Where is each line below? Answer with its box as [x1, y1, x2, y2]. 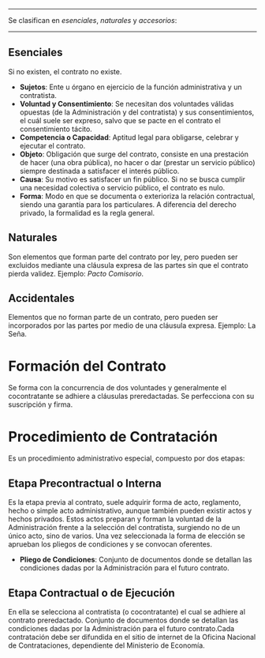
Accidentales [8, 291, 75, 305]
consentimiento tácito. [19, 124, 92, 133]
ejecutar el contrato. [19, 141, 86, 150]
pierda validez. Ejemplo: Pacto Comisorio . [8, 269, 144, 278]
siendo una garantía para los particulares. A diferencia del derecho [19, 199, 237, 209]
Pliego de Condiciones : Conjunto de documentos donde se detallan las [19, 555, 252, 565]
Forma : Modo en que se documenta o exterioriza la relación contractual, [19, 191, 256, 201]
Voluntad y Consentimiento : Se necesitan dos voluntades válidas [19, 99, 234, 108]
